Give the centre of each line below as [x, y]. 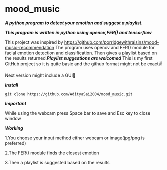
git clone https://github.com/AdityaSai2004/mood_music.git [69, 94]
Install [12, 85]
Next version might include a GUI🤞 [40, 75]
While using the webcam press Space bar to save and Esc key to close [78, 113]
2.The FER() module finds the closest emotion [52, 153]
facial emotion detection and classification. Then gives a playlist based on [81, 53]
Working [14, 128]
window [13, 118]
